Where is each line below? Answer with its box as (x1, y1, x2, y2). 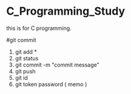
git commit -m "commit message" (15, 61, 100, 68)
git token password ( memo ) (15, 81, 87, 88)
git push (15, 67, 36, 74)
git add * (15, 48, 38, 56)
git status (15, 54, 39, 62)
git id (15, 74, 29, 81)
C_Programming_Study (6, 4, 126, 18)
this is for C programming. (6, 24, 72, 32)
